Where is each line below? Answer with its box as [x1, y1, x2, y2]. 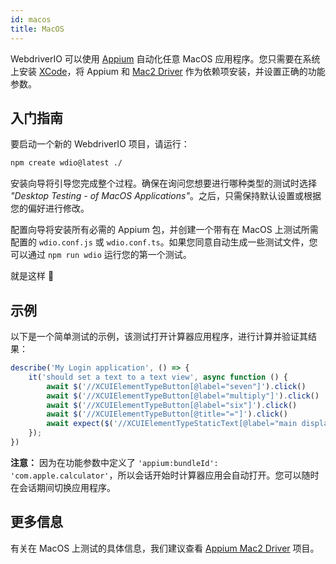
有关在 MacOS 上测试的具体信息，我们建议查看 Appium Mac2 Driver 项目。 [10, 542, 320, 554]
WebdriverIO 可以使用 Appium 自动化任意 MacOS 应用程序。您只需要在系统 [10, 52, 321, 65]
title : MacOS [10, 24, 65, 34]
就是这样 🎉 [10, 270, 55, 282]
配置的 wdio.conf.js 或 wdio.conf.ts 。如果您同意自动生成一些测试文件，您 [10, 236, 318, 248]
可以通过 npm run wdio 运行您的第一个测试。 [10, 249, 192, 261]
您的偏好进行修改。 [10, 202, 90, 215]
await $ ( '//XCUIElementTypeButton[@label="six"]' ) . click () [46, 400, 298, 410]
